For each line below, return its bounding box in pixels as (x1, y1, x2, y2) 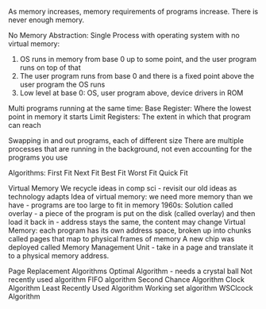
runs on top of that (19, 63, 81, 72)
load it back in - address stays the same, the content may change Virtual (8, 218, 246, 226)
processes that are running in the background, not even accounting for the (8, 145, 253, 153)
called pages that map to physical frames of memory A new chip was (8, 234, 235, 243)
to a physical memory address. (8, 251, 110, 261)
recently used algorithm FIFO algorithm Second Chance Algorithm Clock (8, 275, 245, 284)
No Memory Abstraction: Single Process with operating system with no (8, 31, 240, 40)
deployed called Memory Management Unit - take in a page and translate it (8, 242, 254, 252)
